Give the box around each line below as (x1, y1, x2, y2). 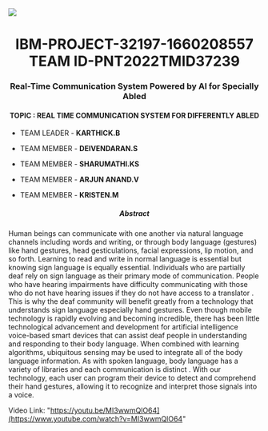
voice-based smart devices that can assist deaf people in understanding (8, 331, 247, 341)
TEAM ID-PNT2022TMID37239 (29, 52, 240, 70)
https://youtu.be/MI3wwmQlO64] (50, 405, 160, 415)
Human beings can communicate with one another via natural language (8, 229, 244, 238)
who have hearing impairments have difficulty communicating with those (8, 280, 248, 289)
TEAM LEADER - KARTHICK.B (19, 128, 121, 138)
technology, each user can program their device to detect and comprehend (8, 373, 257, 383)
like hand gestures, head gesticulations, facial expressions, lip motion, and (8, 245, 254, 255)
